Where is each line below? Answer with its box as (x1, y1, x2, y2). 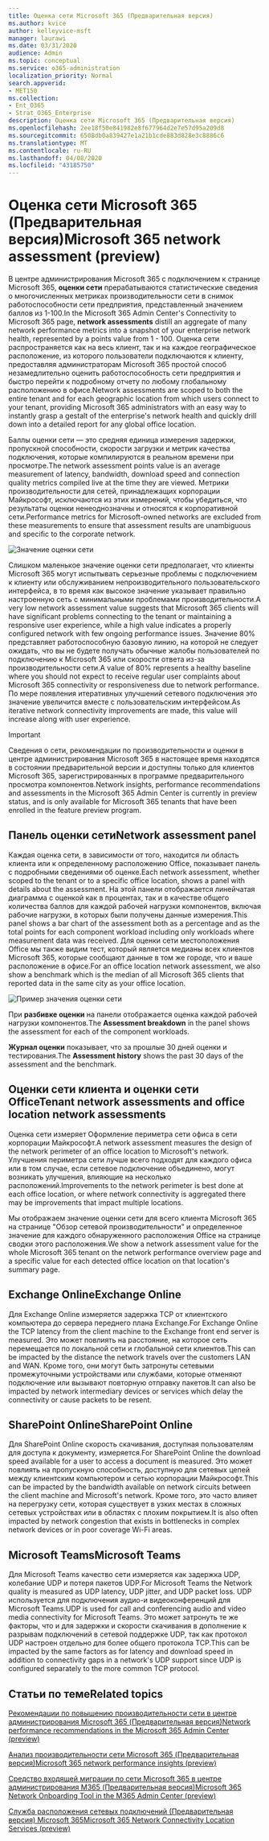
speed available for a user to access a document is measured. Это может (8, 1456, 253, 1466)
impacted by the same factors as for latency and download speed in (8, 1647, 234, 1657)
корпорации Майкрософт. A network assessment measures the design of (8, 1137, 253, 1147)
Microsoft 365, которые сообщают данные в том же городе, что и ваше (8, 952, 253, 962)
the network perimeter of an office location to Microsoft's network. (8, 1146, 230, 1156)
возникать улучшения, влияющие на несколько (8, 1172, 172, 1182)
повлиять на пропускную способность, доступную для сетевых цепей (8, 1465, 251, 1475)
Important (8, 730, 41, 740)
